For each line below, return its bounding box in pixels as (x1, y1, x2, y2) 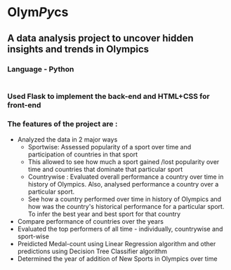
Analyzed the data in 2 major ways (17, 135, 118, 144)
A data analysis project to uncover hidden (7, 32, 194, 44)
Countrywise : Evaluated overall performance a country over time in (27, 173, 224, 181)
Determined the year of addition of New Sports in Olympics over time (17, 254, 218, 263)
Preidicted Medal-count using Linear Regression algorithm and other (17, 239, 216, 248)
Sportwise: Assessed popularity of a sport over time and (27, 142, 192, 151)
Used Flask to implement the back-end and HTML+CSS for (7, 92, 210, 102)
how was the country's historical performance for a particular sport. (27, 202, 225, 210)
